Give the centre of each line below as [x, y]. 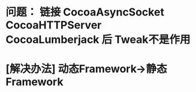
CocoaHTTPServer [54, 25]
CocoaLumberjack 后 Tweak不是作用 [98, 40]
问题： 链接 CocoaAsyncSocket [85, 12]
